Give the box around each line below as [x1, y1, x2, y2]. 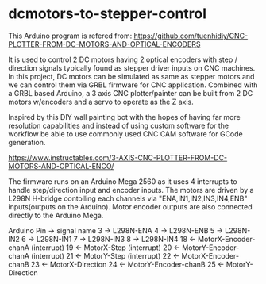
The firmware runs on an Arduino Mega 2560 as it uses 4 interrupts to [8, 176, 237, 186]
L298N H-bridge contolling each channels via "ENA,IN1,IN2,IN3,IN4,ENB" [8, 194, 248, 203]
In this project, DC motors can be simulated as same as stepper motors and [8, 71, 255, 81]
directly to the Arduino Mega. [8, 210, 104, 220]
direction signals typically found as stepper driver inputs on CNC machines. [8, 63, 256, 72]
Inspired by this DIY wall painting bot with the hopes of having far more [8, 112, 241, 121]
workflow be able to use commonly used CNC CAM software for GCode [8, 129, 244, 139]
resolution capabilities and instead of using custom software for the [8, 121, 229, 130]
